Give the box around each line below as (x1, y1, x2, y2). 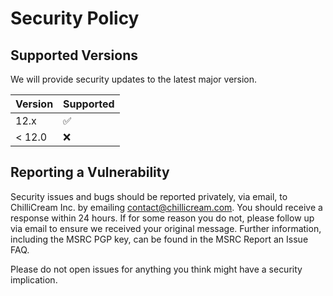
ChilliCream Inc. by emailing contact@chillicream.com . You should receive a (10, 201, 323, 213)
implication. (10, 273, 58, 286)
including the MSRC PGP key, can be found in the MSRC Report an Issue (10, 233, 309, 245)
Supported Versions (10, 47, 138, 64)
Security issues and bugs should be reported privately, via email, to (10, 190, 288, 202)
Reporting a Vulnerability (10, 164, 170, 181)
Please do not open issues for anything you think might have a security (10, 263, 303, 275)
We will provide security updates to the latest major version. (10, 73, 258, 85)
